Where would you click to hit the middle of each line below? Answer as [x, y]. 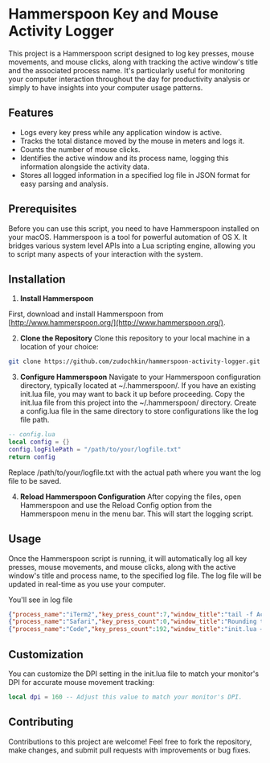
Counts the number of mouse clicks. [80, 149]
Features [31, 113]
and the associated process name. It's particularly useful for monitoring [127, 70]
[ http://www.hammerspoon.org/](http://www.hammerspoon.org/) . [117, 323]
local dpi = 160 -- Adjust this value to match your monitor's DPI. [125, 697]
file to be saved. [35, 480]
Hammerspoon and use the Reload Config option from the [116, 505]
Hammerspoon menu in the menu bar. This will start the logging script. [137, 513]
